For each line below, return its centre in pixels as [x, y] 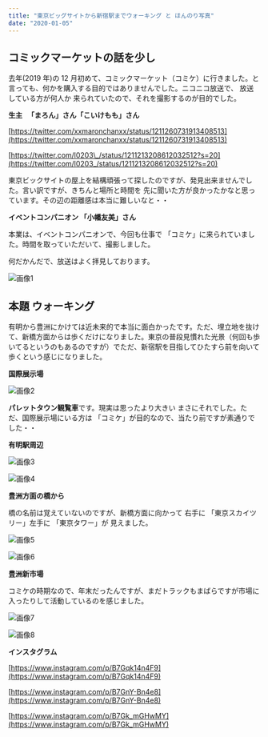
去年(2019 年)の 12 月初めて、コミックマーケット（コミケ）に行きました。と [134, 78]
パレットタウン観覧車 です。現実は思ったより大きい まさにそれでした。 [124, 408]
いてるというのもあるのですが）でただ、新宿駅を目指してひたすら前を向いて [134, 347]
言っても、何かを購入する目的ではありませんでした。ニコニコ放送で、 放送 [131, 88]
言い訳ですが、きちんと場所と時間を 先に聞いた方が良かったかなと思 [135, 190]
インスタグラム [33, 652]
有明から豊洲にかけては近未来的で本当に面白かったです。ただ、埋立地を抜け [134, 327]
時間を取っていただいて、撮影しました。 [88, 244]
